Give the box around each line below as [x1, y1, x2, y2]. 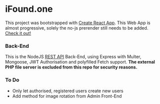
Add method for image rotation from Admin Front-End [12, 93, 122, 99]
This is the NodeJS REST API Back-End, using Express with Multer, [5, 54, 142, 60]
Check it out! [5, 30, 31, 36]
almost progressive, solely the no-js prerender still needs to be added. [5, 25, 149, 31]
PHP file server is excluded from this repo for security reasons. [5, 64, 138, 70]
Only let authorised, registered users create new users [12, 88, 124, 94]
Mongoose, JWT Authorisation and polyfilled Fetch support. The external [5, 59, 155, 65]
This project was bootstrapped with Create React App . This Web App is [5, 20, 151, 26]
